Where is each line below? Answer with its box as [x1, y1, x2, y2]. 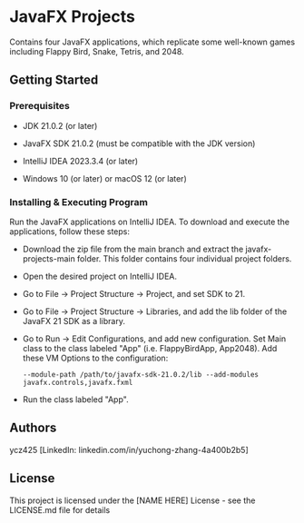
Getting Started [9, 73, 99, 88]
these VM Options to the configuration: [22, 352, 169, 363]
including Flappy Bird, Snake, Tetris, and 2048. [9, 45, 184, 56]
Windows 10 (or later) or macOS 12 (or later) [22, 173, 188, 183]
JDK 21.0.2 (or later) [22, 120, 98, 131]
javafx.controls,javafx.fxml [22, 378, 133, 387]
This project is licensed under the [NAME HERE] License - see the [9, 495, 256, 506]
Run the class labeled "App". [22, 393, 129, 405]
